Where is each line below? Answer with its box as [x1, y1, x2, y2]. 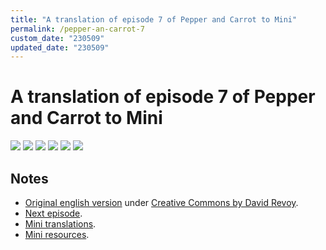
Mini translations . [24, 218, 97, 230]
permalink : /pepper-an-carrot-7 [10, 24, 145, 34]
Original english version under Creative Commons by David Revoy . [24, 197, 299, 208]
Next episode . [24, 207, 83, 219]
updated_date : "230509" [10, 42, 110, 53]
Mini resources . [24, 229, 90, 240]
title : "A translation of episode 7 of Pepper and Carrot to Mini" [10, 14, 298, 25]
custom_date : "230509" [10, 33, 105, 43]
